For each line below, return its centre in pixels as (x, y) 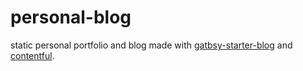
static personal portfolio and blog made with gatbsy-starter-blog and (151, 45)
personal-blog (71, 17)
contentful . (32, 55)
